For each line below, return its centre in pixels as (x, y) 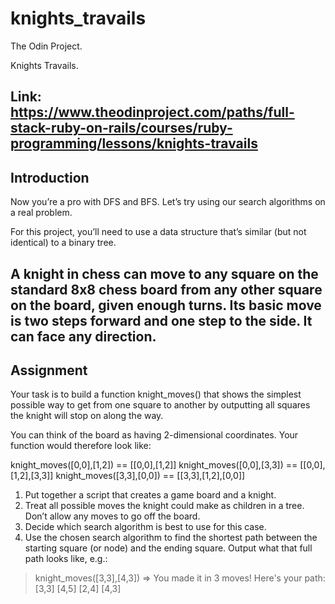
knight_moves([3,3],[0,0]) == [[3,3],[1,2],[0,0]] (150, 476)
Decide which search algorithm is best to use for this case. (145, 527)
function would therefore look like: (81, 446)
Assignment (49, 370)
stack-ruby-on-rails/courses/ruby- (121, 128)
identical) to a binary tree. (63, 243)
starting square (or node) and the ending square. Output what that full (168, 548)
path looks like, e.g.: (66, 559)
